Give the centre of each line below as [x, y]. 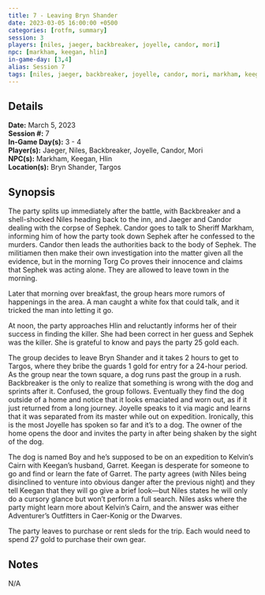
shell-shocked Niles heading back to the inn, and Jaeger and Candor [120, 220]
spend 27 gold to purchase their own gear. [77, 540]
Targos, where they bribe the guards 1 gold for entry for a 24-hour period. [128, 366]
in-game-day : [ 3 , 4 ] [40, 60]
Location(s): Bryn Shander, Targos [65, 168]
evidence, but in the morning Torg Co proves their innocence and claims [125, 262]
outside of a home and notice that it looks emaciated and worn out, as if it [128, 400]
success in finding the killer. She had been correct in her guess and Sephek [131, 334]
